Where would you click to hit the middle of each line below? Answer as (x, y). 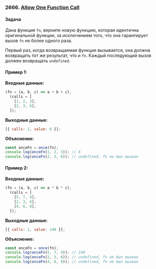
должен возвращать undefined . (38, 61)
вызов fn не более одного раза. (39, 41)
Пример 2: (17, 168)
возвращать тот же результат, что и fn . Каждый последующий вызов (78, 55)
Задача (13, 19)
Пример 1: (16, 72)
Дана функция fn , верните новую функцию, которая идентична (72, 30)
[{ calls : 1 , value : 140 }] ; (35, 229)
